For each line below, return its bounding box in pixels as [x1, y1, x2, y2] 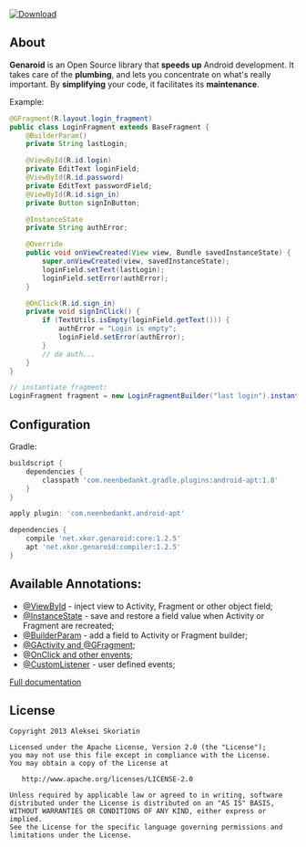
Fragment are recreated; [22, 620, 115, 631]
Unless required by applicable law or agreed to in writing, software [9, 790, 283, 800]
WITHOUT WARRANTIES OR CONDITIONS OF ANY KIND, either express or [9, 807, 267, 816]
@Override [25, 240, 64, 249]
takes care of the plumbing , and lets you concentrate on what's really [9, 68, 271, 79]
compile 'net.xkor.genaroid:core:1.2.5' [25, 534, 181, 543]
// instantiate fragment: [9, 383, 107, 392]
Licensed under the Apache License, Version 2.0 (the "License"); [9, 743, 267, 752]
